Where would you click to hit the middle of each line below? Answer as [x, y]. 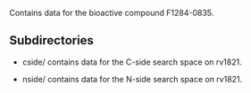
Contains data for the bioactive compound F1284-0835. [112, 13]
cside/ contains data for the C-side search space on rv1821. [132, 62]
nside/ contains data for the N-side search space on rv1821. [132, 79]
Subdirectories [51, 40]
